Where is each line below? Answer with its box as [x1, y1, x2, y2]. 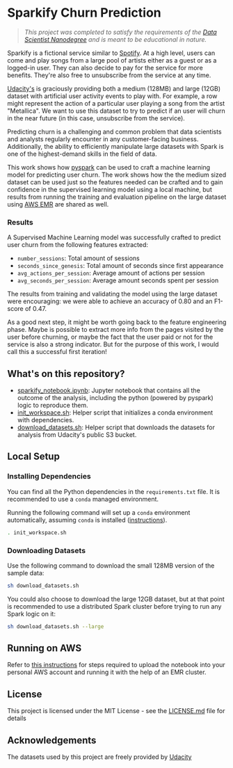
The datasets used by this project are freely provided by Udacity [7, 753, 192, 761]
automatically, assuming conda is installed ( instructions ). [7, 515, 168, 524]
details [7, 714, 26, 723]
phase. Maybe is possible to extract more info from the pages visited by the [7, 326, 224, 334]
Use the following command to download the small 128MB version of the [7, 561, 215, 570]
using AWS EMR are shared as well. [7, 200, 109, 208]
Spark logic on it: [7, 609, 56, 618]
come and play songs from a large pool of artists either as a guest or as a [7, 56, 217, 64]
